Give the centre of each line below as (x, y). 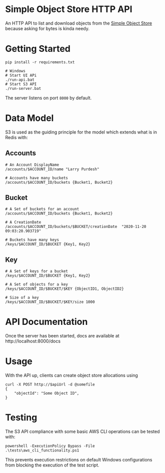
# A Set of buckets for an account (42, 209)
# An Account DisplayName (32, 165)
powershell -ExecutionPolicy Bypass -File (50, 446)
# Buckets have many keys (32, 240)
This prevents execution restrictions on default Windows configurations (79, 460)
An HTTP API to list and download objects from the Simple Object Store (79, 23)
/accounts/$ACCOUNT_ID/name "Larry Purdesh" (52, 169)
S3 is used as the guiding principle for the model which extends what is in (81, 132)
